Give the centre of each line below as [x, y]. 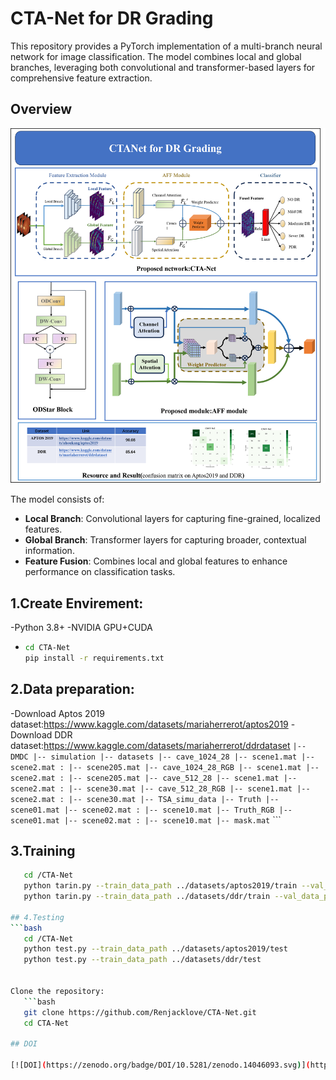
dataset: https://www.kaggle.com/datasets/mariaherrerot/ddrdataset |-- [158, 745]
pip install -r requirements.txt [94, 658]
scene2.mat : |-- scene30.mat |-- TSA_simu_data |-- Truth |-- [145, 799]
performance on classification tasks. [100, 572]
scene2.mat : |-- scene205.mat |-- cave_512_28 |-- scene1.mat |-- [154, 778]
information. [49, 551]
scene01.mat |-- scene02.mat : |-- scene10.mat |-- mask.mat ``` [146, 819]
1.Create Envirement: [77, 603]
